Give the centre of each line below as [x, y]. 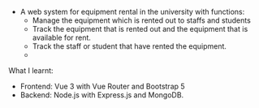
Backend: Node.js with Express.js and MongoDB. [102, 95]
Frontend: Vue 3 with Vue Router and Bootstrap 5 [102, 86]
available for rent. [62, 37]
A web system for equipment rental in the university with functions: [132, 12]
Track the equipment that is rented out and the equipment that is [140, 29]
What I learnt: [31, 71]
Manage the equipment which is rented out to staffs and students [142, 20]
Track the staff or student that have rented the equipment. [129, 46]
